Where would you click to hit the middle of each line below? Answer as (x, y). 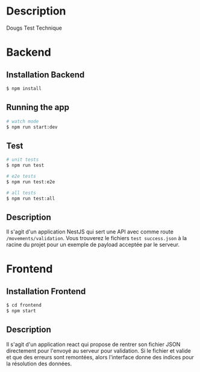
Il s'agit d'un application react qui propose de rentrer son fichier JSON (93, 344)
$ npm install (24, 88)
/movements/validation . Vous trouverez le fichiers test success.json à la (97, 238)
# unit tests (23, 160)
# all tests (21, 193)
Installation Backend (45, 75)
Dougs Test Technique (34, 28)
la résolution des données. (39, 364)
